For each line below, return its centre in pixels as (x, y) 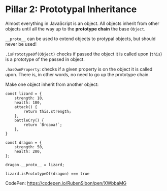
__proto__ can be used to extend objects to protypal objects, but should (80, 39)
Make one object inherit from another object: (52, 84)
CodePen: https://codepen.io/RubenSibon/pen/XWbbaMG (66, 183)
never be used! (21, 44)
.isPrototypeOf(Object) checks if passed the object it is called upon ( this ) (84, 54)
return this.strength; (47, 111)
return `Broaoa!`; (43, 125)
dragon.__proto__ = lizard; (35, 165)
